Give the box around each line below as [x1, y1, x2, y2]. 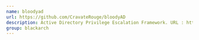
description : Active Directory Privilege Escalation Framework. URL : [6, 19, 184, 25]
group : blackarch [6, 25, 49, 31]
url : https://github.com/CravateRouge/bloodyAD [6, 14, 126, 20]
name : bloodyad [6, 8, 44, 15]
